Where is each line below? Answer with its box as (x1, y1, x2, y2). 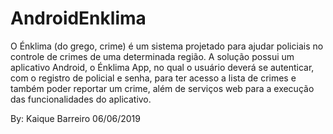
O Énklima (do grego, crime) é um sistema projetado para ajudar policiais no (10, 40, 324, 52)
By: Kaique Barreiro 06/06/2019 (10, 112, 141, 124)
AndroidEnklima (10, 7, 147, 30)
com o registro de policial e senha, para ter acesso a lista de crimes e (10, 72, 297, 84)
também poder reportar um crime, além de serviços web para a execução (10, 82, 315, 94)
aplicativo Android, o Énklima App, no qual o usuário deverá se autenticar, (10, 61, 315, 73)
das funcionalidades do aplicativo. (10, 93, 152, 105)
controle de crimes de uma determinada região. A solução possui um (10, 50, 295, 62)
